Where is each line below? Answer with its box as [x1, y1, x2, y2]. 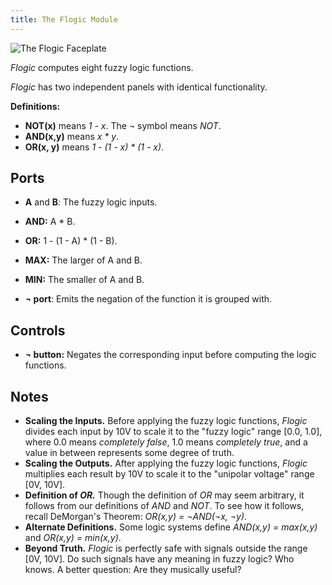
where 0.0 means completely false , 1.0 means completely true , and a [24, 436, 308, 448]
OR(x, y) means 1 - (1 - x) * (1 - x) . [24, 141, 165, 153]
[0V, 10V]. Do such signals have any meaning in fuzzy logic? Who [24, 553, 295, 565]
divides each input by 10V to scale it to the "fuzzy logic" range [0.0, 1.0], [24, 426, 323, 438]
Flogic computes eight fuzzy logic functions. [10, 61, 194, 73]
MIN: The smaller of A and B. [24, 274, 145, 286]
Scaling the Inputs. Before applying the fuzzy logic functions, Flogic [24, 415, 308, 427]
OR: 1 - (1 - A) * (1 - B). [24, 235, 118, 247]
